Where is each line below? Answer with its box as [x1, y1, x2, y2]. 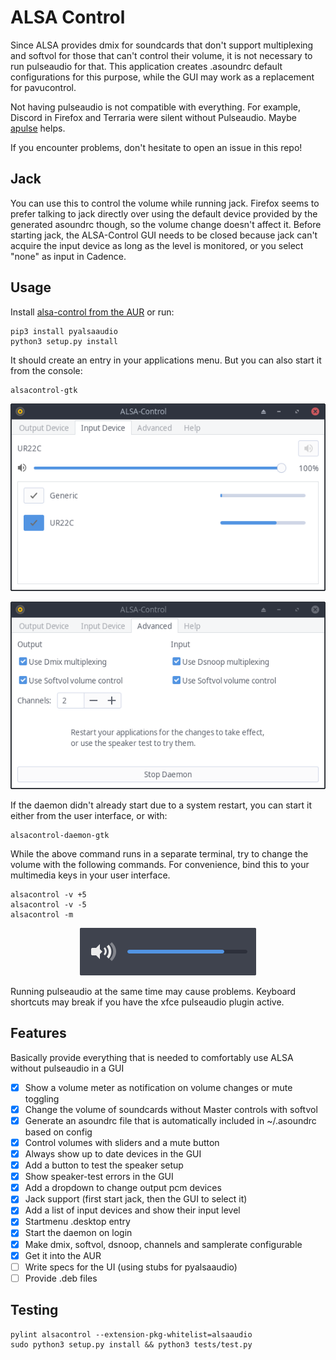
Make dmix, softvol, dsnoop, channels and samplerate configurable [24, 1238, 303, 1250]
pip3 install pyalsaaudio [10, 326, 118, 336]
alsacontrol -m [10, 909, 74, 920]
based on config [24, 1126, 93, 1138]
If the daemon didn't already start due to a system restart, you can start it [10, 799, 313, 811]
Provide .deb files [24, 1272, 98, 1284]
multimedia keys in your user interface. [10, 869, 171, 881]
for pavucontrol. [10, 81, 77, 93]
